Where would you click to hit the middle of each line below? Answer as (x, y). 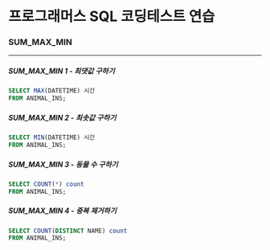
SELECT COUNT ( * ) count (46, 184)
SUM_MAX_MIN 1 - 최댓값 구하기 (61, 71)
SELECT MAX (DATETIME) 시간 (52, 91)
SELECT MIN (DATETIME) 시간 (52, 137)
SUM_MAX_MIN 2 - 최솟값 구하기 (62, 117)
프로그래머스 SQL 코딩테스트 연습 (112, 16)
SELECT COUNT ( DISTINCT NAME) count (68, 231)
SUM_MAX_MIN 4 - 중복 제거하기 (63, 211)
